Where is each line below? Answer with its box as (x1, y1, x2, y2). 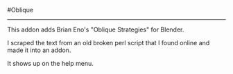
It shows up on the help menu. (7, 60, 94, 67)
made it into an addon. (7, 46, 71, 54)
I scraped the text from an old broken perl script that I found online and (7, 39, 210, 47)
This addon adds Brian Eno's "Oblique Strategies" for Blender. (7, 25, 184, 34)
